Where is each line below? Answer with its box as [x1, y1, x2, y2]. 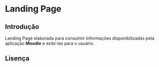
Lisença [5, 54, 30, 63]
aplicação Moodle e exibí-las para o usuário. [5, 40, 95, 46]
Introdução [5, 23, 39, 31]
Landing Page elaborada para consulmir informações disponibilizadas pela [5, 35, 155, 41]
